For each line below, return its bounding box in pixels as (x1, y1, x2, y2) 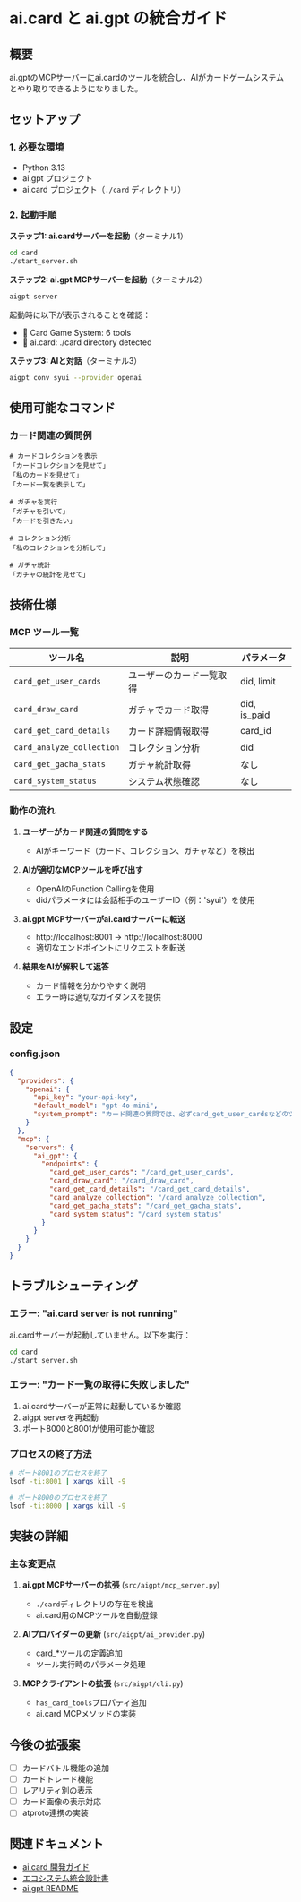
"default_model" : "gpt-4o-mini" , (32, 1101, 159, 1111)
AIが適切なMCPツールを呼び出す (21, 865, 143, 875)
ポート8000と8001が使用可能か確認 (21, 1423, 155, 1433)
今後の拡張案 (9, 1737, 81, 1752)
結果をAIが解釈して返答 (21, 961, 109, 972)
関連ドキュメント (9, 1836, 104, 1851)
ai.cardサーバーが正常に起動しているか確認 (21, 1400, 182, 1411)
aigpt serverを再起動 (21, 1412, 99, 1423)
